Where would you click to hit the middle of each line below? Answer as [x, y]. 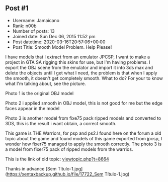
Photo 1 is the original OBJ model [39, 93]
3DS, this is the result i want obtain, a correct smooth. [61, 123]
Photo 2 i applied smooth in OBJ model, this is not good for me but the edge [84, 103]
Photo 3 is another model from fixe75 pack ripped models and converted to [83, 118]
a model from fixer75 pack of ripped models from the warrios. [69, 149]
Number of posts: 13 [33, 31]
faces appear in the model [32, 108]
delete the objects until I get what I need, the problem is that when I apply [81, 73]
